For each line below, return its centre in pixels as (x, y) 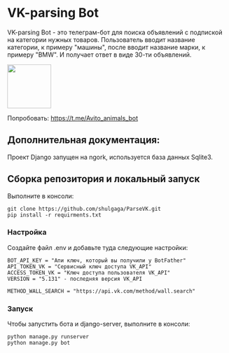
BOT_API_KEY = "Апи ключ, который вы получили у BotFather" (97, 261)
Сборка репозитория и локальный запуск (104, 179)
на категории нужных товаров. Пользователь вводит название (101, 39)
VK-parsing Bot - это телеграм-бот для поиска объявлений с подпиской (115, 32)
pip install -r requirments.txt (54, 215)
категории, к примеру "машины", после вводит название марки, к (106, 47)
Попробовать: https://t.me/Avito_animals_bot (73, 118)
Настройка (27, 233)
